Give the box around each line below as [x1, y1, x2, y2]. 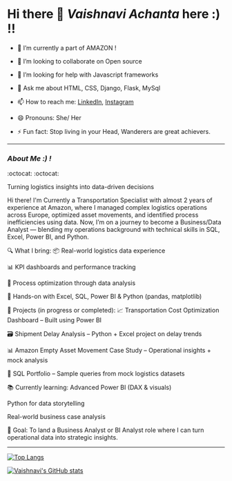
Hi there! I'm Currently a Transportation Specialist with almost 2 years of [7, 196, 213, 204]
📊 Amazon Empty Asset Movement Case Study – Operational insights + [7, 346, 212, 355]
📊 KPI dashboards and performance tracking [7, 263, 136, 271]
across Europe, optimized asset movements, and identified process [7, 210, 199, 219]
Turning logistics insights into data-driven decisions [7, 183, 154, 191]
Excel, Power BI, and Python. [7, 233, 89, 241]
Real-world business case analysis [7, 413, 106, 421]
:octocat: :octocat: [7, 169, 59, 178]
